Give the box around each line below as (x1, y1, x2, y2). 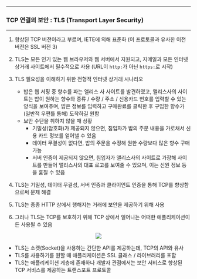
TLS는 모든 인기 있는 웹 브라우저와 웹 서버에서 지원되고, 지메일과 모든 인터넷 (14, 56, 189, 63)
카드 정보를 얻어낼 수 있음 (38, 132, 97, 139)
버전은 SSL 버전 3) (14, 43, 57, 51)
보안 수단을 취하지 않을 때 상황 (23, 117, 93, 125)
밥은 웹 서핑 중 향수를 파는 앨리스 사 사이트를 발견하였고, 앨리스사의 (23, 88, 177, 95)
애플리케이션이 (157, 214, 191, 221)
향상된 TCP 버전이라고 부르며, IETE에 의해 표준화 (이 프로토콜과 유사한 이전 (14, 36, 186, 43)
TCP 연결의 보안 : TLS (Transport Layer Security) (6, 16, 144, 24)
